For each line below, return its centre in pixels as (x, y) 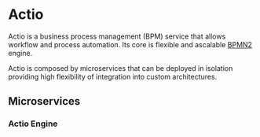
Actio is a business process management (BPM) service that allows (117, 36)
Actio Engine (33, 124)
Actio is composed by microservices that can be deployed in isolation (121, 68)
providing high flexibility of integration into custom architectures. (113, 76)
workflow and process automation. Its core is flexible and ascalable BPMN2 (130, 44)
